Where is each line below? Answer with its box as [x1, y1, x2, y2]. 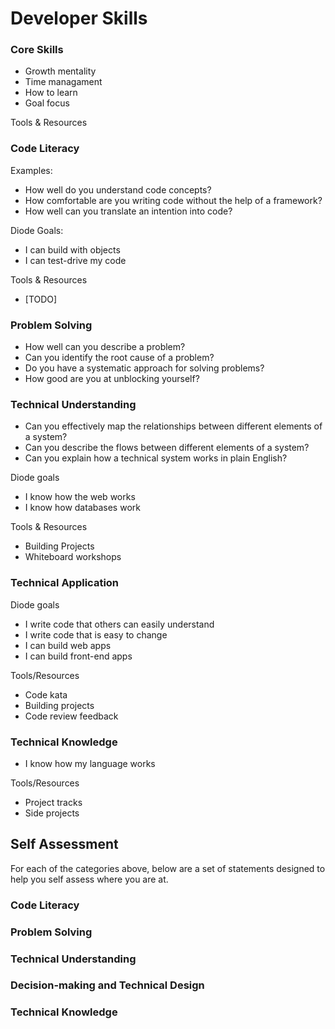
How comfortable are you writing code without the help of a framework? [24, 194, 323, 206]
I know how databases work [24, 502, 141, 514]
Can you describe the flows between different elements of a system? [24, 442, 310, 454]
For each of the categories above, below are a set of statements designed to [10, 862, 326, 874]
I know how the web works [24, 491, 136, 503]
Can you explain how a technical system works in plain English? [24, 452, 288, 464]
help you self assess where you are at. [10, 873, 169, 885]
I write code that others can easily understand [24, 618, 215, 630]
